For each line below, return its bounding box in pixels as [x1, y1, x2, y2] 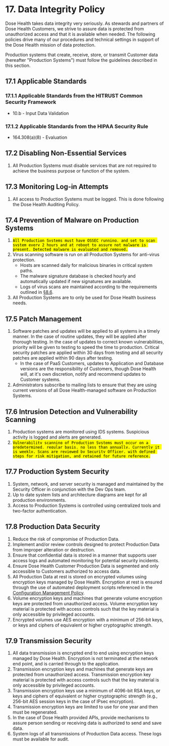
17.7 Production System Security [5, 467, 109, 476]
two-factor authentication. [12, 507, 67, 514]
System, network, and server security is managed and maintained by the [12, 481, 164, 487]
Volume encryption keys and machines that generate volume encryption [12, 595, 162, 601]
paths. [20, 267, 34, 274]
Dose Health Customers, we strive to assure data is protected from [5, 25, 144, 31]
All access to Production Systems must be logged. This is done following [12, 196, 164, 202]
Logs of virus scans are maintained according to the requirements [20, 284, 157, 290]
